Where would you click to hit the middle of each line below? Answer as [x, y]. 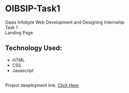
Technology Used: [34, 48]
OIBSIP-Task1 [33, 9]
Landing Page [19, 32]
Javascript [23, 70]
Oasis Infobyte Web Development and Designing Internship [65, 22]
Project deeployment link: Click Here [42, 85]
